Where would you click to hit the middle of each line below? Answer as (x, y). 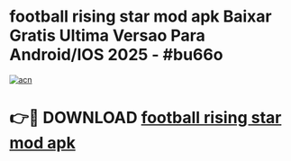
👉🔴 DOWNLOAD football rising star (145, 118)
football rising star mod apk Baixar (141, 17)
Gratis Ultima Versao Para (107, 36)
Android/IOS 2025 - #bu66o (116, 55)
